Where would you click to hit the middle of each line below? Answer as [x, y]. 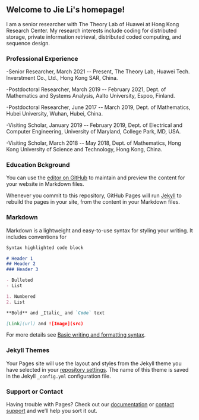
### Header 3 [22, 270]
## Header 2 [21, 264]
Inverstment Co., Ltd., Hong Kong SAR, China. [62, 78]
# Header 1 [20, 259]
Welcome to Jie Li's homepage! [65, 10]
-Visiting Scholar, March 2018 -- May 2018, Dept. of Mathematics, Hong [94, 143]
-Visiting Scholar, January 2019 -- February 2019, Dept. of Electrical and [94, 125]
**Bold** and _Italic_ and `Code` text [56, 313]
